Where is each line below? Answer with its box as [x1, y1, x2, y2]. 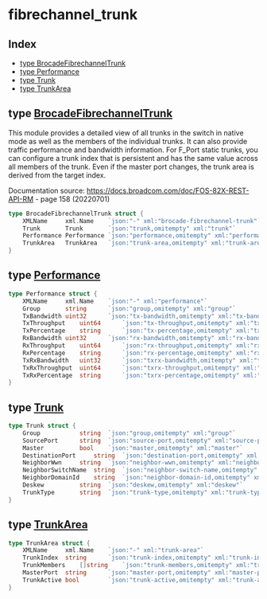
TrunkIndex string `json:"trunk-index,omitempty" [22, 554, 212, 562]
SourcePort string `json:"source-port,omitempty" [22, 437, 212, 444]
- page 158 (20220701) [35, 194, 110, 204]
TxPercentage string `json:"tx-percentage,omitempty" [22, 327, 233, 335]
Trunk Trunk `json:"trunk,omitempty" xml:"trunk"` [22, 225, 237, 233]
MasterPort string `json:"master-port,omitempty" [22, 569, 212, 577]
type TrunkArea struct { [8, 539, 91, 547]
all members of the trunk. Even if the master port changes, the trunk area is [8, 162, 254, 171]
